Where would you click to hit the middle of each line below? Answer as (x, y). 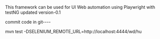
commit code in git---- (28, 22)
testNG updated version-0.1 (33, 12)
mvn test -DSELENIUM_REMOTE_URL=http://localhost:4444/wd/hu (73, 31)
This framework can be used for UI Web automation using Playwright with (80, 7)
